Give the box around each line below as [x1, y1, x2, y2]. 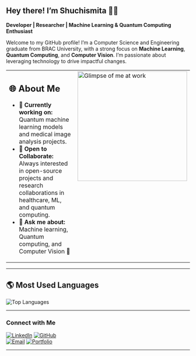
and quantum [19, 203, 55, 211]
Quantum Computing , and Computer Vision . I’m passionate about [6, 51, 166, 59]
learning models [19, 123, 63, 131]
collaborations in [19, 189, 65, 197]
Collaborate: [19, 152, 54, 160]
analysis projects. [19, 138, 67, 146]
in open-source [19, 167, 62, 175]
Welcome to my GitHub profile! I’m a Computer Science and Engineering [6, 39, 180, 46]
